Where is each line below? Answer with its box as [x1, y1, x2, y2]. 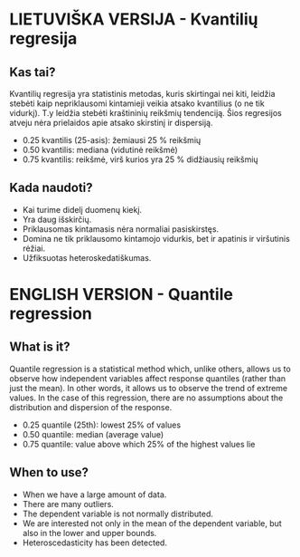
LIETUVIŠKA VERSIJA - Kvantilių [9, 9, 258, 30]
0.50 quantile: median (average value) [22, 428, 164, 439]
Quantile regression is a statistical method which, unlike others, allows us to [9, 363, 291, 374]
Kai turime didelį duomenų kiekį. [22, 204, 143, 215]
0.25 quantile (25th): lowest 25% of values [22, 419, 182, 430]
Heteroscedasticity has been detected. [22, 537, 167, 548]
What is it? [9, 340, 70, 355]
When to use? [9, 465, 89, 480]
